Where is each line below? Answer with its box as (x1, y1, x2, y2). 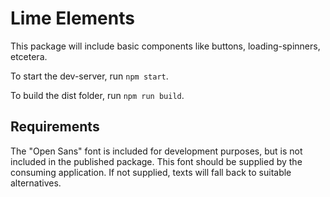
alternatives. (10, 177, 62, 189)
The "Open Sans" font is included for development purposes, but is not (10, 145, 303, 157)
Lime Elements (10, 7, 135, 30)
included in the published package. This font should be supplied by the (10, 155, 303, 167)
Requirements (10, 118, 100, 136)
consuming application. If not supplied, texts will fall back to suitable (10, 166, 292, 178)
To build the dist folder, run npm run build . (10, 89, 185, 101)
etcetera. (10, 50, 48, 62)
